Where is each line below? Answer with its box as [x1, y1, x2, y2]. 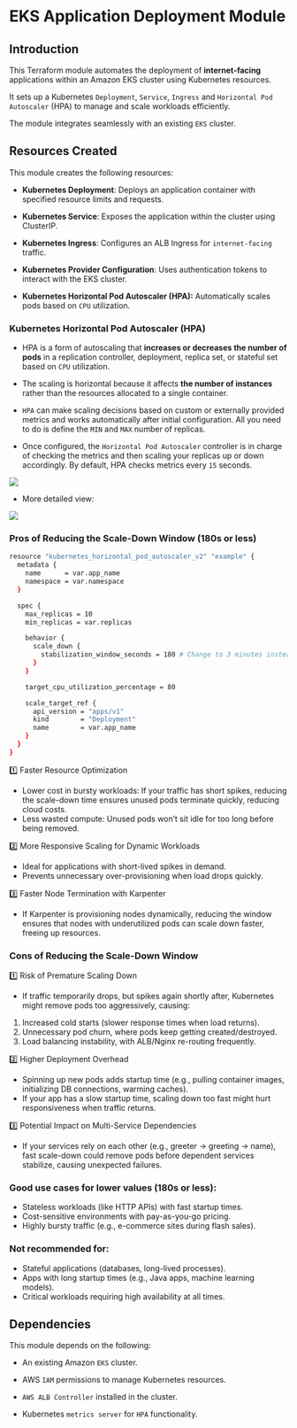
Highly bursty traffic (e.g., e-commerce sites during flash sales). [21, 1221, 256, 1231]
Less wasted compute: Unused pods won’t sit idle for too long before [21, 813, 274, 824]
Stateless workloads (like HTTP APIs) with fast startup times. [21, 1202, 244, 1213]
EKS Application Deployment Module [9, 6, 286, 27]
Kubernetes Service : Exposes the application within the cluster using [21, 211, 276, 221]
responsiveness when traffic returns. [21, 1103, 156, 1114]
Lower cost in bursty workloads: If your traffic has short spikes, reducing [21, 785, 287, 795]
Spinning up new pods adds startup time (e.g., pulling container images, [21, 1075, 285, 1085]
